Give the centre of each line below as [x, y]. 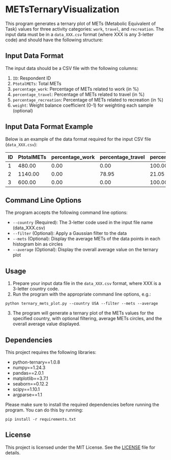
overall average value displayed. [46, 324]
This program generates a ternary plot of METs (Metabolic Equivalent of [81, 23]
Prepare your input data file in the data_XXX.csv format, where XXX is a [87, 283]
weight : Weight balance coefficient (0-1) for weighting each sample [83, 105]
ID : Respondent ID [32, 78]
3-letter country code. [36, 289]
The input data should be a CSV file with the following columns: [72, 68]
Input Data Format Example [49, 127]
